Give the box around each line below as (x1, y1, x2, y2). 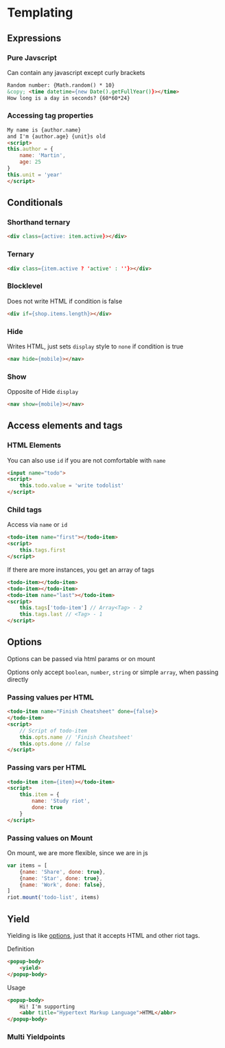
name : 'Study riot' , (32, 797, 91, 805)
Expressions (7, 32, 62, 44)
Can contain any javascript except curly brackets (7, 68, 145, 76)
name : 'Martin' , (19, 152, 67, 159)
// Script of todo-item (19, 727, 88, 734)
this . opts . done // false (19, 740, 91, 747)
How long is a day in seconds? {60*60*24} (7, 94, 130, 101)
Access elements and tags (7, 420, 123, 432)
